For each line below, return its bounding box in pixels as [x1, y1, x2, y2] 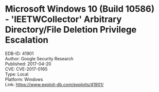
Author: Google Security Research [5, 55, 74, 61]
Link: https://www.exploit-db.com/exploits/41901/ [5, 81, 104, 87]
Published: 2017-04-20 [5, 61, 52, 67]
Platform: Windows [5, 76, 43, 82]
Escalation [5, 35, 49, 46]
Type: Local [5, 71, 29, 77]
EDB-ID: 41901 [5, 50, 34, 56]
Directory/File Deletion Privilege [5, 24, 137, 35]
